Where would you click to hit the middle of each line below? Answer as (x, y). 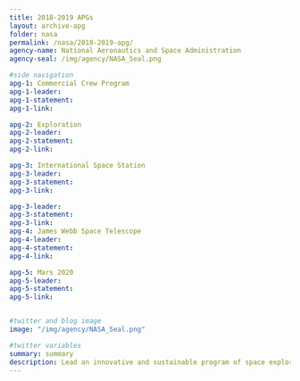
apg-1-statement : (42, 100)
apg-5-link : (31, 297)
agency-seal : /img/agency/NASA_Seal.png (86, 59)
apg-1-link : (31, 108)
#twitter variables (46, 345)
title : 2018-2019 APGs (51, 17)
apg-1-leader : (36, 91)
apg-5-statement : (42, 289)
